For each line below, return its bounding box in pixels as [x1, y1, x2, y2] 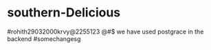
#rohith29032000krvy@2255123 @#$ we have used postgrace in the [7, 27, 204, 36]
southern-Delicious [7, 5, 121, 21]
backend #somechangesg [7, 34, 81, 42]
